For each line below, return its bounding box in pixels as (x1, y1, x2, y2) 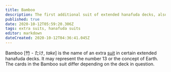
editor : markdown (5, 31, 42, 36)
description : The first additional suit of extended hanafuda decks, (5, 12, 156, 17)
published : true (5, 17, 40, 22)
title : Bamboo (5, 7, 36, 13)
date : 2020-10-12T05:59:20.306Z (5, 21, 74, 27)
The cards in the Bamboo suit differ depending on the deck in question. (5, 61, 155, 67)
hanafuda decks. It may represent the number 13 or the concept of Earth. (5, 55, 159, 61)
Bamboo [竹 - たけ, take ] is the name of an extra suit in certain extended (5, 50, 157, 56)
